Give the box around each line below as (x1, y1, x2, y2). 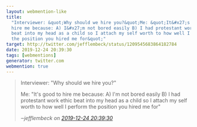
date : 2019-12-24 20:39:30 (6, 47, 72, 53)
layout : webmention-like (6, 8, 67, 15)
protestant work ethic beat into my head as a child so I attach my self (20, 97, 188, 104)
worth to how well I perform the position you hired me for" (20, 103, 161, 111)
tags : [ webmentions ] (6, 52, 57, 58)
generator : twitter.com (6, 58, 64, 63)
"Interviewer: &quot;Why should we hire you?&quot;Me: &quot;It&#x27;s (11, 19, 191, 25)
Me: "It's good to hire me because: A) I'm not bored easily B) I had (20, 91, 181, 98)
